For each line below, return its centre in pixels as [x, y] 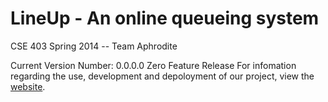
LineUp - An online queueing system [165, 18]
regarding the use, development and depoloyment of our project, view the [162, 76]
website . [28, 86]
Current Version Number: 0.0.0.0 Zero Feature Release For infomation [153, 65]
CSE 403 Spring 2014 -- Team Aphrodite [94, 46]
